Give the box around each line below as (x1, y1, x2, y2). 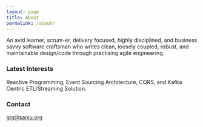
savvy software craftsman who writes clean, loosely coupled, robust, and (6, 43, 189, 50)
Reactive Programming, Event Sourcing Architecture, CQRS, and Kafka (6, 78, 182, 85)
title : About (6, 15, 39, 21)
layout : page (6, 8, 39, 15)
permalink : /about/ (6, 20, 56, 26)
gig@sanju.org (6, 113, 43, 121)
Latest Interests (6, 65, 53, 73)
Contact (6, 100, 31, 108)
